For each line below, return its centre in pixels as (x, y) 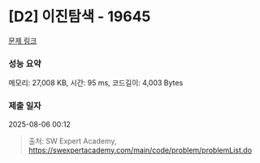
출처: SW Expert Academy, (72, 141)
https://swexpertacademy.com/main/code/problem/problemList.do (140, 150)
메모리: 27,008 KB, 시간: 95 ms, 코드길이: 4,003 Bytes (96, 83)
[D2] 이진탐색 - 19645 (80, 17)
